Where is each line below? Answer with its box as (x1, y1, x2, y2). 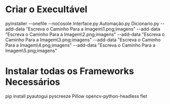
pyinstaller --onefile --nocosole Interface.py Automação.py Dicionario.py (5, 20, 160, 27)
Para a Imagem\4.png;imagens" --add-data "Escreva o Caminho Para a (5, 42, 156, 48)
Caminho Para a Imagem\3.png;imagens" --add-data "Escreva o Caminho (5, 37, 161, 43)
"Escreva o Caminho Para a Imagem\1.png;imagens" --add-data (26, 25, 160, 32)
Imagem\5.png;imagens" (5, 47, 57, 54)
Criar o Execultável (5, 4, 88, 15)
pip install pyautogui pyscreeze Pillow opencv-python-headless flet (5, 93, 147, 99)
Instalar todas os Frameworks (5, 65, 134, 77)
